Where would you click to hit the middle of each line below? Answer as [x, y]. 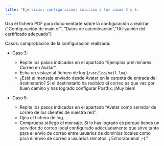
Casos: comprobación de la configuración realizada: [58, 43]
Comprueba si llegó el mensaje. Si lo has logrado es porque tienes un [89, 123]
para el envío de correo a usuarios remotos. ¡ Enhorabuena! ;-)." [84, 138]
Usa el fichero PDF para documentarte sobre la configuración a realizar [77, 23]
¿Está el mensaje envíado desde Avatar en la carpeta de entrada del [88, 78]
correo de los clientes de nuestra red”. [58, 112]
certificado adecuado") [29, 34]
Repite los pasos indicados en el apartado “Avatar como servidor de [88, 107]
